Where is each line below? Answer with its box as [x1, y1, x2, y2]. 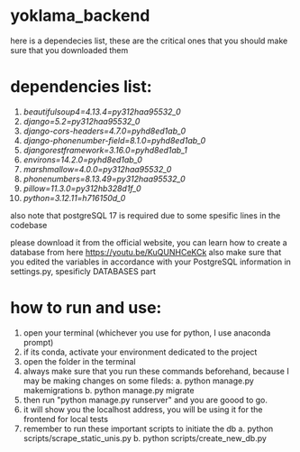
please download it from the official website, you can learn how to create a [10, 236, 287, 248]
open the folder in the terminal [23, 355, 136, 366]
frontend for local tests [23, 413, 109, 424]
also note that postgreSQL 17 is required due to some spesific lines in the [10, 209, 281, 221]
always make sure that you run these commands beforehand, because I [23, 365, 289, 376]
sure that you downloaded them [10, 44, 129, 55]
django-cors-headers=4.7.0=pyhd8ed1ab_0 [23, 125, 186, 136]
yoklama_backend [10, 5, 150, 26]
